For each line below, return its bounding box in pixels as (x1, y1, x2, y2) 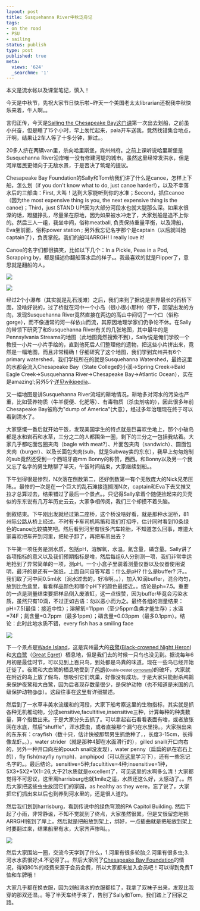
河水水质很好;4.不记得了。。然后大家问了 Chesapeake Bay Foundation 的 (6, 856, 180, 863)
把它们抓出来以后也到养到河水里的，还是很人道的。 (6, 790, 132, 797)
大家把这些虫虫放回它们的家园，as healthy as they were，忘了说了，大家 (11, 783, 189, 790)
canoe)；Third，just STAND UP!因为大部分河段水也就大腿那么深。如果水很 (6, 204, 189, 211)
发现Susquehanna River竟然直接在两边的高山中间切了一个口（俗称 (16, 311, 179, 318)
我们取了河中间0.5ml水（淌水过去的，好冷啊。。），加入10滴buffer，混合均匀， (6, 575, 194, 583)
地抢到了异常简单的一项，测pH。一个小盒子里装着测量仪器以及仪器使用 (6, 561, 180, 568)
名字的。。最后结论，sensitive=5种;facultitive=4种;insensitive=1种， (6, 760, 171, 768)
